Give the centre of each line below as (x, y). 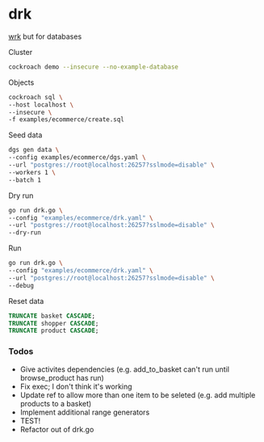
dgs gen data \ (34, 150)
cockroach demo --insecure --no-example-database (94, 67)
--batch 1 (25, 180)
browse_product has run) (62, 377)
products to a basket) (56, 403)
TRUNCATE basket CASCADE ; (52, 316)
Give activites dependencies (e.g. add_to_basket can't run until (125, 369)
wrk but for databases (45, 36)
